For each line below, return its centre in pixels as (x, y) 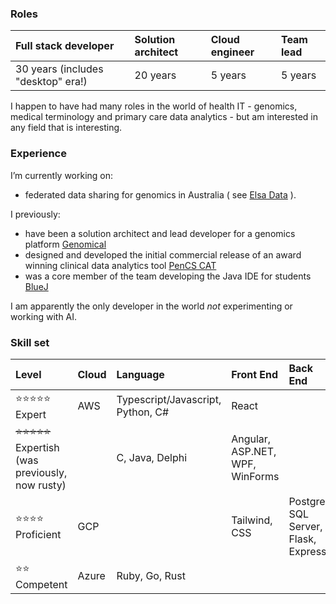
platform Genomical (65, 244)
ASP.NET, (254, 452)
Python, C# (143, 412)
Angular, (251, 439)
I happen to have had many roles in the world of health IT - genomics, (154, 106)
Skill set (30, 342)
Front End (255, 374)
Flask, (302, 539)
